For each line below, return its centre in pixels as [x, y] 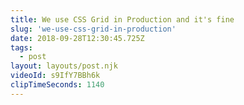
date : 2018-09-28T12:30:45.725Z [77, 38]
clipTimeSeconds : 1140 [57, 85]
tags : [21, 47]
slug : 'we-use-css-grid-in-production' [93, 29]
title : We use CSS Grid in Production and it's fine [122, 19]
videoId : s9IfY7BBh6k [55, 76]
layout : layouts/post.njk [64, 66]
